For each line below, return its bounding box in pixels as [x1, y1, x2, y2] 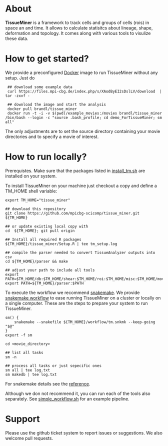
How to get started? [5, 53, 89, 64]
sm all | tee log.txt [5, 367, 50, 372]
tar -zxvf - [5, 93, 30, 98]
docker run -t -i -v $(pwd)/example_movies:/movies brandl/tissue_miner [7, 110, 162, 115]
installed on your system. [5, 173, 57, 179]
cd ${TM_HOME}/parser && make [5, 258, 68, 264]
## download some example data [7, 84, 72, 89]
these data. [5, 35, 28, 41]
